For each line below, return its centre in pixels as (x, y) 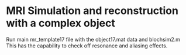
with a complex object (61, 23)
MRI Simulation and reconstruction (92, 11)
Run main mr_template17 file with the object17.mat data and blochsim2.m (93, 39)
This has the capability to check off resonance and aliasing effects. (87, 46)
